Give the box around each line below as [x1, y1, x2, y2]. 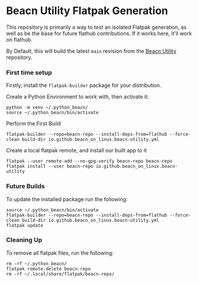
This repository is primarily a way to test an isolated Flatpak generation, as [6, 24, 187, 31]
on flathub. [6, 36, 32, 43]
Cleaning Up [6, 236, 42, 244]
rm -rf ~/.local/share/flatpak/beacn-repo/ [6, 271, 115, 277]
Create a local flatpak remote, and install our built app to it [6, 147, 147, 154]
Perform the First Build [6, 120, 61, 127]
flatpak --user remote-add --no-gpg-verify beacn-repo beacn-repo [6, 158, 173, 164]
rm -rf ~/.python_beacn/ [6, 261, 67, 267]
